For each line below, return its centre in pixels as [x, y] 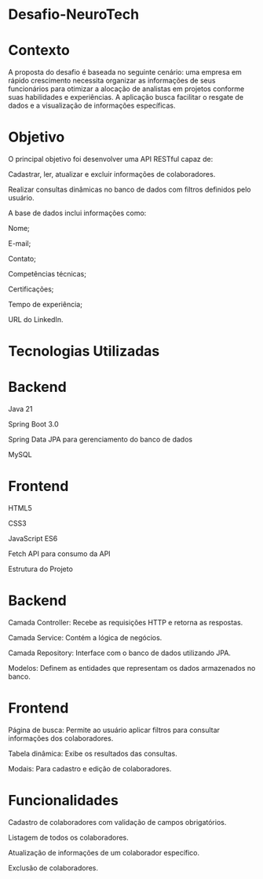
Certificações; [31, 289]
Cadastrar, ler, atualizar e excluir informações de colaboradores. [112, 174]
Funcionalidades [64, 801]
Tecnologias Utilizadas [84, 352]
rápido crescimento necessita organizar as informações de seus [112, 81]
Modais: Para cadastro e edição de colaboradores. [90, 769]
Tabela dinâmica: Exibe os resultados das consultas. [93, 753]
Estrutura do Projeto [40, 569]
